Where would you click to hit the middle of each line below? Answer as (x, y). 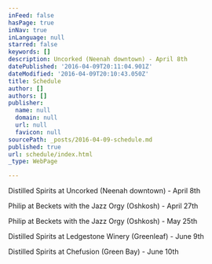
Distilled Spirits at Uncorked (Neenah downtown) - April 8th (104, 191)
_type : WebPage (33, 162)
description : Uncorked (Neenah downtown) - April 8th (98, 60)
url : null (31, 125)
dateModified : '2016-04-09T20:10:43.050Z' (79, 74)
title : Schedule (35, 81)
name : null (33, 111)
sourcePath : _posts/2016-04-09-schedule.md (80, 139)
